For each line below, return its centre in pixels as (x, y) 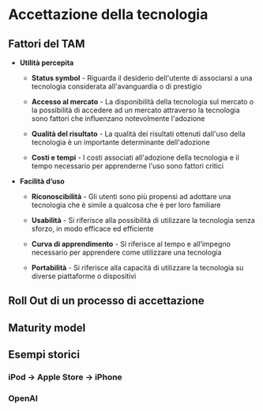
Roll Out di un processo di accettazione (107, 301)
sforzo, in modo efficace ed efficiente (92, 228)
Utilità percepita (47, 62)
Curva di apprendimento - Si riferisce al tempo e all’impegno (131, 244)
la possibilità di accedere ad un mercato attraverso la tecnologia (135, 110)
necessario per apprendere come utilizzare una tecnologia (126, 252)
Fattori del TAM (47, 44)
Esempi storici (44, 354)
